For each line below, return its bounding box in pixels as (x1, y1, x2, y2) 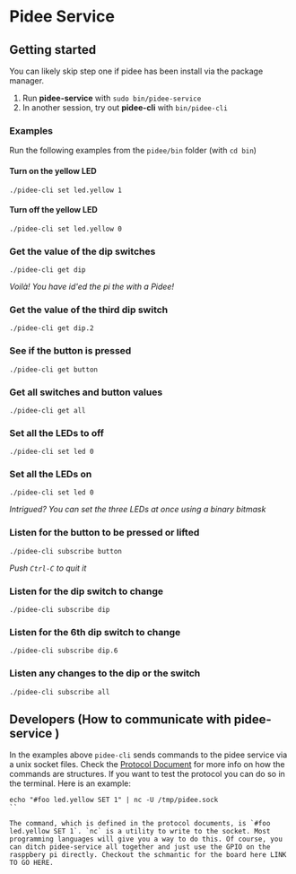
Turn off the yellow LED (9, 205, 99, 215)
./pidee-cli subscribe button (9, 546, 123, 555)
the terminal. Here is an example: (9, 778, 132, 789)
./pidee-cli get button (9, 365, 99, 374)
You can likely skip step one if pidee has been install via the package (9, 66, 264, 76)
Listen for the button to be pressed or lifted (9, 527, 200, 539)
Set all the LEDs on (9, 468, 92, 481)
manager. (9, 75, 45, 86)
